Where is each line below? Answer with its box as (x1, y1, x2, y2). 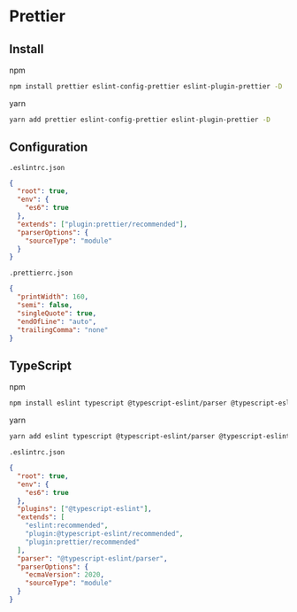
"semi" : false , (17, 301, 73, 310)
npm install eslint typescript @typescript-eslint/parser (9, 399, 227, 408)
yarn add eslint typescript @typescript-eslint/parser (9, 432, 216, 441)
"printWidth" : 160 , (17, 292, 89, 302)
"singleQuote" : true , (17, 308, 97, 318)
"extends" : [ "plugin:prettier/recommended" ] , (17, 220, 188, 229)
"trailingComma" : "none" (17, 325, 109, 334)
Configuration (9, 140, 88, 155)
